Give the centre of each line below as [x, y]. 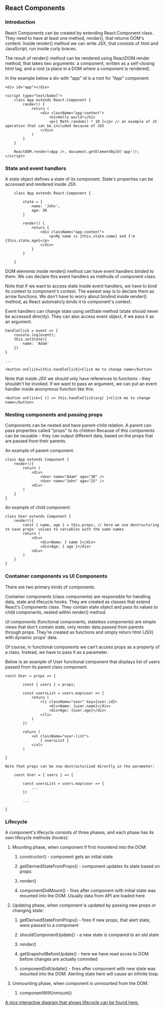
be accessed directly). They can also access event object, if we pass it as [80, 316]
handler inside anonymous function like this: [50, 389]
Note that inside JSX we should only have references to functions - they [78, 378]
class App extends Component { [37, 459]
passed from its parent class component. [47, 667]
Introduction [20, 22]
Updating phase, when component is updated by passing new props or [84, 905]
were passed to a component [49, 925]
